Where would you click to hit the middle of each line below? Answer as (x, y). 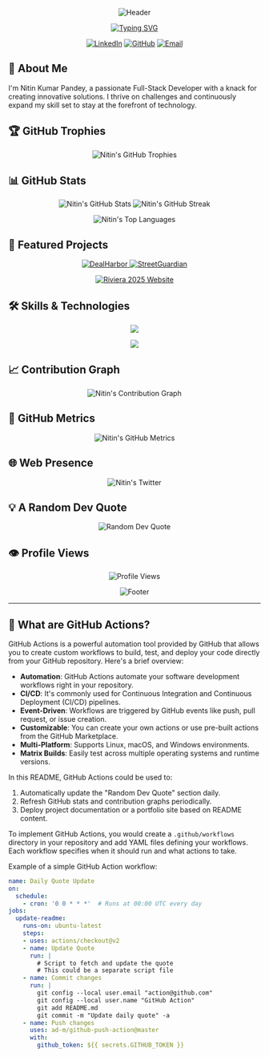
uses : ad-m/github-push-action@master (94, 1031)
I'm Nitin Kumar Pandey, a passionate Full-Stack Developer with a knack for (133, 87)
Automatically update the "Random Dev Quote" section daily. (120, 792)
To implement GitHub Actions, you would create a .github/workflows (121, 833)
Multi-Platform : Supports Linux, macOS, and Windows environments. (134, 744)
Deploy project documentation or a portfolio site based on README (131, 809)
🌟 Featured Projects (58, 245)
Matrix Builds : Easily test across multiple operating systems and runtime (140, 753)
